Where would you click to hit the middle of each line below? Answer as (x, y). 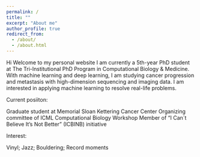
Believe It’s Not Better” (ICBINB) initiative (56, 124)
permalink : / (23, 12)
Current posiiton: (27, 99)
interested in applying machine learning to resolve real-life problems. (92, 88)
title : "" (19, 17)
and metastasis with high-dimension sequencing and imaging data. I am (95, 81)
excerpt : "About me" (32, 23)
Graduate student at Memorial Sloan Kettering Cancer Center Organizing (96, 111)
